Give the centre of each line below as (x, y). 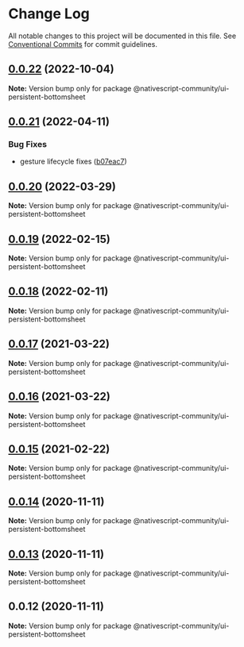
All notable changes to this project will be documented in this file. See (122, 36)
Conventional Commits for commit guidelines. (83, 44)
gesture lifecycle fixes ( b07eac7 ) (73, 162)
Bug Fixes (28, 144)
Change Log (49, 14)
